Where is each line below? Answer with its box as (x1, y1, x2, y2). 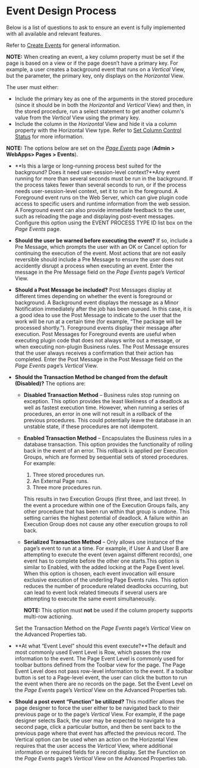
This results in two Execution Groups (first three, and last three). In (23, 495, 187, 502)
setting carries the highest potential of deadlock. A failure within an (23, 514, 188, 521)
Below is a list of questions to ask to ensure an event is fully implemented (6, 24, 185, 31)
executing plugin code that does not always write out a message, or (14, 337, 181, 344)
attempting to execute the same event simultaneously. (23, 595, 156, 602)
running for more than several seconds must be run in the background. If (14, 175, 193, 182)
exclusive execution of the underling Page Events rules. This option (23, 576, 188, 583)
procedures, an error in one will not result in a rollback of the (23, 410, 172, 417)
